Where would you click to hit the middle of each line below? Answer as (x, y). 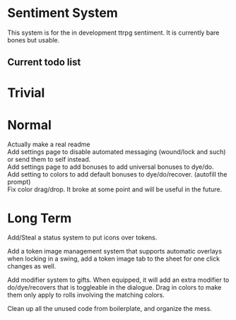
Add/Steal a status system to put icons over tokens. (82, 237)
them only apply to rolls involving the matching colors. (86, 295)
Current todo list (44, 63)
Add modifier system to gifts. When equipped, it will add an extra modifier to (118, 280)
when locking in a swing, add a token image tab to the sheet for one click (114, 259)
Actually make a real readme (49, 144)
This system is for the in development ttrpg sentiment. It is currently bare (113, 32)
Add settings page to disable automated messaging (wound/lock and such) (117, 152)
